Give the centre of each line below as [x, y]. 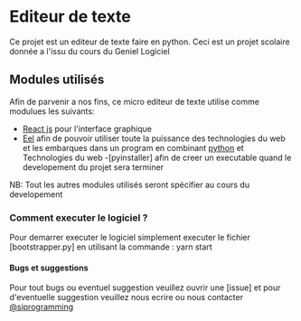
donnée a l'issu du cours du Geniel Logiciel [89, 51]
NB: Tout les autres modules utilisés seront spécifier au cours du [130, 184]
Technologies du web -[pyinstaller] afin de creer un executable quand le [157, 157]
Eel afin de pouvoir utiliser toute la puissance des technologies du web [154, 138]
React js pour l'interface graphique [87, 128]
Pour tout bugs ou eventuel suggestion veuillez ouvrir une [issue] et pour [145, 288]
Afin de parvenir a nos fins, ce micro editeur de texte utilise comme [135, 101]
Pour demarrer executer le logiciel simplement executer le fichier [130, 238]
